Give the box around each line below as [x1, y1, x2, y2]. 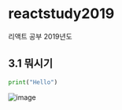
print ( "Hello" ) [8, 78, 58, 86]
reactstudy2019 [8, 5, 115, 23]
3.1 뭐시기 [8, 57, 54, 71]
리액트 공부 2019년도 [8, 31, 72, 41]
